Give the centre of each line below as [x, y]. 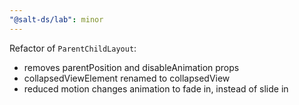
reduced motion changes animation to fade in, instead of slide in [156, 88]
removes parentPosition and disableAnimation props [131, 67]
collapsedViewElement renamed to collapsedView [127, 78]
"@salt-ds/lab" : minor [56, 19]
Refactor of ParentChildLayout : [73, 48]
